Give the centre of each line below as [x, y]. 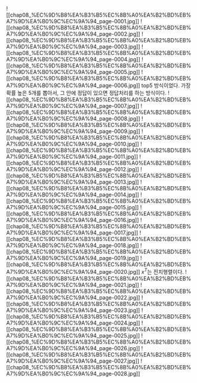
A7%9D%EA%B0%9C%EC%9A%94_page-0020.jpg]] [73, 271]
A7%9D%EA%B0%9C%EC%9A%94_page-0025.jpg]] [73, 335]
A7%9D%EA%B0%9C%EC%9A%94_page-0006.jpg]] [73, 85]
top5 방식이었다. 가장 [166, 85]
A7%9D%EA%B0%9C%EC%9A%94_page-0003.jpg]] [73, 47]
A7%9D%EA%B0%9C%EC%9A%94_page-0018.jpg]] [73, 245]
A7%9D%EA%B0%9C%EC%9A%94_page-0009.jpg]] [73, 131]
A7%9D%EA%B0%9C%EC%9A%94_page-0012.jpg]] [73, 169]
